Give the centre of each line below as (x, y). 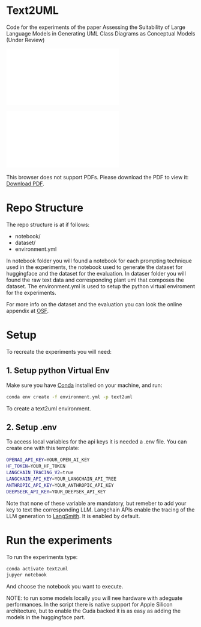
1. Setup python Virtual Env (58, 371)
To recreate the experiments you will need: (59, 351)
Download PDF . (25, 184)
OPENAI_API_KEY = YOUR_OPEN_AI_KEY (48, 460)
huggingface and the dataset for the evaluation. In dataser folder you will (96, 273)
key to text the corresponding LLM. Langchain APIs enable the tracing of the (100, 510)
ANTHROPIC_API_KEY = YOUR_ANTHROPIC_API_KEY (60, 485)
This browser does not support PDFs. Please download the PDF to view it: (97, 177)
